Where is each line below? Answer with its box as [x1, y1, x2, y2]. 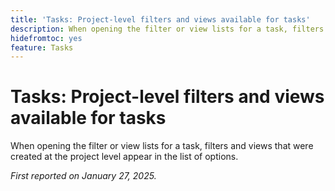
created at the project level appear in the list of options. [10, 151, 239, 163]
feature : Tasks [10, 42, 74, 53]
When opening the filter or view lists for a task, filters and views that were [10, 140, 314, 152]
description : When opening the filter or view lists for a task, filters [10, 24, 325, 34]
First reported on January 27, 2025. [10, 170, 157, 182]
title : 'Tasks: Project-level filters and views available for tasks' [10, 14, 311, 25]
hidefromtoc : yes [10, 33, 83, 43]
